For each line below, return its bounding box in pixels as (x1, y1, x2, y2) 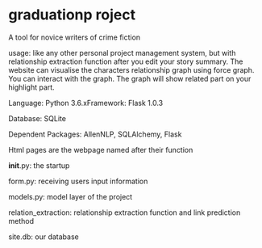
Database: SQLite (8, 113, 67, 123)
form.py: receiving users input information (8, 176, 148, 186)
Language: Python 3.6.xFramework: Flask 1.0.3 (8, 98, 164, 107)
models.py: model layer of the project (8, 191, 133, 201)
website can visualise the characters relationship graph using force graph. (8, 65, 255, 74)
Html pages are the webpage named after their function (8, 145, 193, 154)
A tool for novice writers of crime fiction (8, 32, 141, 42)
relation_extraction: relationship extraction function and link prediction (8, 208, 241, 217)
